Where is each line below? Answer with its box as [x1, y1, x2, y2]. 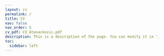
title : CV [5, 16, 25, 21]
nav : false [5, 20, 27, 26]
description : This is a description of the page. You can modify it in [5, 35, 154, 39]
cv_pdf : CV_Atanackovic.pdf [5, 30, 62, 35]
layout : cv [5, 7, 27, 12]
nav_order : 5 [5, 25, 32, 30]
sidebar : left [9, 43, 38, 48]
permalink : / [5, 12, 32, 17]
